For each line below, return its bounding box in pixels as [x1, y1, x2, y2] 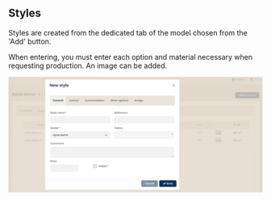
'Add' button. [8, 36, 52, 46]
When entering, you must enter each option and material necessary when [8, 52, 252, 61]
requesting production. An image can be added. [8, 61, 168, 70]
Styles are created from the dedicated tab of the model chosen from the [8, 27, 248, 37]
